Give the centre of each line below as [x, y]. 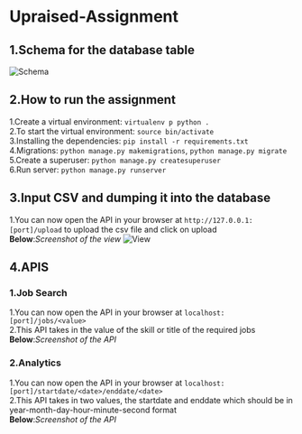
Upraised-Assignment [94, 17]
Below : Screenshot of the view [65, 239]
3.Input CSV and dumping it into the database [140, 198]
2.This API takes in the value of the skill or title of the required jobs [133, 330]
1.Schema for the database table [102, 50]
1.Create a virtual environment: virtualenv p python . [110, 121]
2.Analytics [35, 363]
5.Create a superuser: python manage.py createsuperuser [115, 160]
